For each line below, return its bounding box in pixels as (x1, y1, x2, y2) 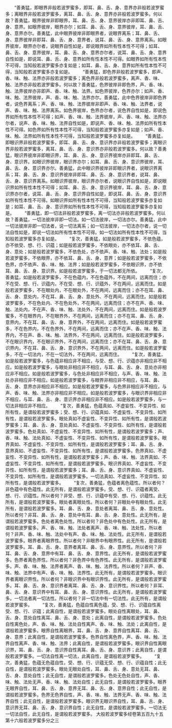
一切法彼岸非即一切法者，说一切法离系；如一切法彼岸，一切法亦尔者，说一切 (5, 223, 167, 229)
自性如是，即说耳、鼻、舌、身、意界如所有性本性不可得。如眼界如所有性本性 (5, 56, 167, 62)
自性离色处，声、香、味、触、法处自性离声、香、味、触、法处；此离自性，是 (5, 621, 167, 627)
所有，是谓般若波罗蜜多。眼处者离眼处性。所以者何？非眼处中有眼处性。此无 (5, 499, 167, 505)
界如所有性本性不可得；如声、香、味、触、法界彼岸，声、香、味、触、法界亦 (5, 114, 167, 120)
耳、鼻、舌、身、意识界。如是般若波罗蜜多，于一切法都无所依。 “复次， (5, 268, 166, 274)
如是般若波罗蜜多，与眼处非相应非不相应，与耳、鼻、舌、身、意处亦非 (14, 364, 162, 370)
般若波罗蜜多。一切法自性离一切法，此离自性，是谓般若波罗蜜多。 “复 (5, 653, 161, 659)
